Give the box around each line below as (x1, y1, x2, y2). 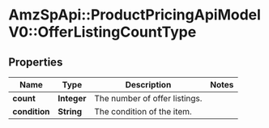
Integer (58, 93, 87, 104)
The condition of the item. (94, 106, 192, 117)
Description (125, 79, 172, 90)
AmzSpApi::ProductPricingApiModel (8, 6, 262, 24)
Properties (8, 55, 63, 69)
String (58, 106, 83, 117)
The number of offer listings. (94, 93, 203, 104)
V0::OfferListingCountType (8, 23, 197, 41)
